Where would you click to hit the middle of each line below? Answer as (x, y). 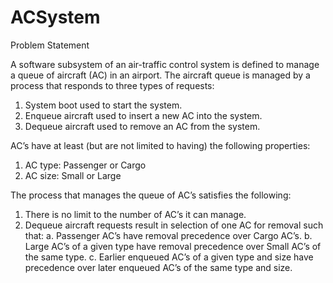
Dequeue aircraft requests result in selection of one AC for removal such (174, 225)
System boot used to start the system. (103, 105)
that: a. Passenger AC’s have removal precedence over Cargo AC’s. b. (168, 235)
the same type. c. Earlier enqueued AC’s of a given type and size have (169, 257)
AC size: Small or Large (73, 175)
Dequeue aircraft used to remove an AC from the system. (142, 126)
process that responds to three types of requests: (112, 85)
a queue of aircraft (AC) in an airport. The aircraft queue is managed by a (160, 75)
